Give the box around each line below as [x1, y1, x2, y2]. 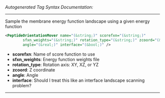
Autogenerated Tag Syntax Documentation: [5, 4, 93, 10]
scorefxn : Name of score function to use [12, 51, 95, 57]
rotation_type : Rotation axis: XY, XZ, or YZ [12, 62, 99, 67]
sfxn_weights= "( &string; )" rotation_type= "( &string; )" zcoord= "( [23, 37, 160, 42]
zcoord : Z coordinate [12, 66, 55, 73]
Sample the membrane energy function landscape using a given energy [5, 18, 150, 24]
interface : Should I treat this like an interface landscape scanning [12, 77, 145, 83]
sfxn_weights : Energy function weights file [12, 56, 100, 62]
